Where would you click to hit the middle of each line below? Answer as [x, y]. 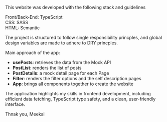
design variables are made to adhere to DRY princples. [61, 43]
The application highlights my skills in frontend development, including [78, 94]
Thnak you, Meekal [25, 114]
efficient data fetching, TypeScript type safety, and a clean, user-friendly [80, 99]
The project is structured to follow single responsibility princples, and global [83, 38]
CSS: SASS [17, 22]
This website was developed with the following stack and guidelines [75, 7]
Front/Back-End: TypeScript [34, 17]
